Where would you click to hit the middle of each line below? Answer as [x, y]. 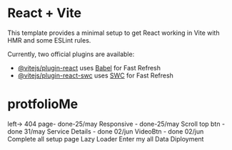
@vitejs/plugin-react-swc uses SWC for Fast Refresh [95, 75]
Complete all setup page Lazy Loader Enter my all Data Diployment [106, 139]
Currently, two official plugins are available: [71, 54]
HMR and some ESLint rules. [49, 40]
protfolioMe [43, 104]
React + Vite [45, 13]
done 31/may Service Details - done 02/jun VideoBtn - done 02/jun [106, 131]
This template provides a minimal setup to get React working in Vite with [114, 33]
